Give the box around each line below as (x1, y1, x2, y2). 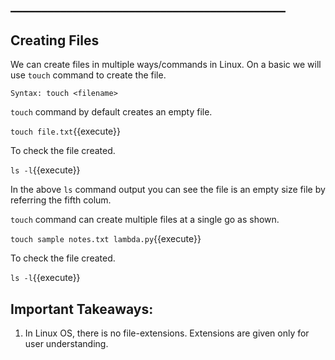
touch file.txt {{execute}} (10, 125, 122, 138)
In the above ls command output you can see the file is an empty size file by (10, 184, 326, 196)
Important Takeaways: (10, 300, 154, 318)
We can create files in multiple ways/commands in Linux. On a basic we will (10, 59, 322, 71)
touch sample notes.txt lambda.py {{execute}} (10, 233, 202, 245)
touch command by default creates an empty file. (10, 106, 213, 118)
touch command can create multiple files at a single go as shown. (10, 214, 280, 226)
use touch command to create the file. (10, 69, 167, 81)
